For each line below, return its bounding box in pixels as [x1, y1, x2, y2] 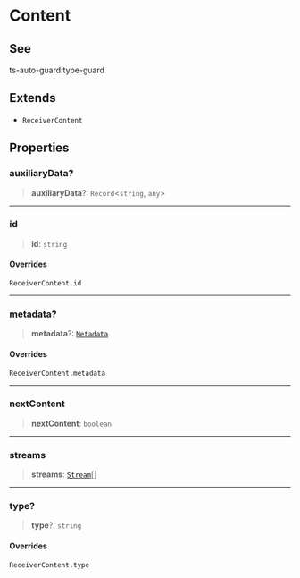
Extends [9, 90, 56, 106]
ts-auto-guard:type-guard [9, 64, 105, 75]
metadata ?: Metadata [30, 328, 109, 339]
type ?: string [30, 520, 82, 531]
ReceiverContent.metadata [9, 369, 105, 378]
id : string [30, 238, 68, 249]
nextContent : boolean [30, 418, 112, 429]
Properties [9, 140, 70, 156]
